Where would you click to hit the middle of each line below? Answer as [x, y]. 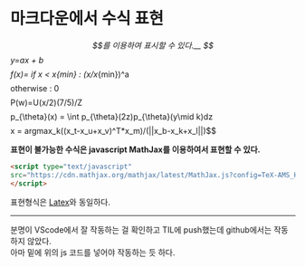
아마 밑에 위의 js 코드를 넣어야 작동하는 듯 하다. [93, 252]
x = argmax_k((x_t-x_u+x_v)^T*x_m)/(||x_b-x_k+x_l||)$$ [113, 130]
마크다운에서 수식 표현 [87, 19]
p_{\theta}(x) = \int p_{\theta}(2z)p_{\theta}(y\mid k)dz [112, 116]
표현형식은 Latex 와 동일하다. [61, 202]
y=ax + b [27, 60]
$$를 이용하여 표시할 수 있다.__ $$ [153, 45]
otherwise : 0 [35, 88]
